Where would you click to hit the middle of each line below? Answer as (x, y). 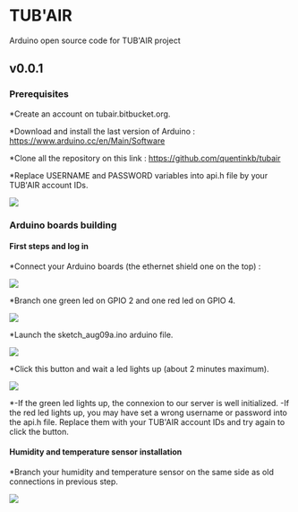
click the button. (39, 431)
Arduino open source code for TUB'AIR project (95, 40)
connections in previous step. (64, 482)
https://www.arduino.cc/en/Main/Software (87, 141)
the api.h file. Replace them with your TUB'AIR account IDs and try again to (147, 421)
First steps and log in (49, 247)
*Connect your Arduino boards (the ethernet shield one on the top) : (135, 266)
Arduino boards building (63, 225)
